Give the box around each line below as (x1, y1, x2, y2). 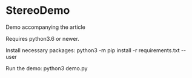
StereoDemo (5, 4, 70, 17)
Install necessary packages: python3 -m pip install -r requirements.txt (5, 46, 180, 54)
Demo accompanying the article (5, 23, 85, 31)
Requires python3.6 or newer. (5, 35, 79, 42)
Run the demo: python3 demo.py (5, 64, 88, 72)
